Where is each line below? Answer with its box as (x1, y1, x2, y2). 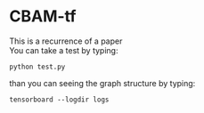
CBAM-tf (9, 6, 77, 27)
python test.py (9, 62, 66, 71)
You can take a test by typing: (9, 44, 118, 55)
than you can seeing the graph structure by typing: (9, 77, 196, 88)
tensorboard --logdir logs (9, 95, 110, 104)
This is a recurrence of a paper (9, 36, 123, 46)
